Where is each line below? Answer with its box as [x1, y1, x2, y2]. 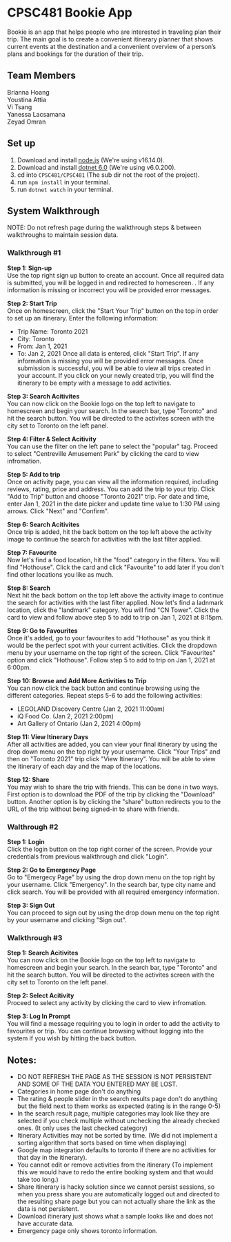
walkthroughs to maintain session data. [7, 231, 119, 239]
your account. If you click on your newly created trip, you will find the [17, 371, 214, 379]
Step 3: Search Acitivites [7, 392, 80, 400]
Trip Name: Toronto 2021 [17, 327, 88, 336]
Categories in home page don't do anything [17, 1087, 141, 1096]
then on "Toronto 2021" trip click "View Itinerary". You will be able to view [7, 754, 216, 763]
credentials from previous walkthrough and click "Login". [7, 852, 169, 861]
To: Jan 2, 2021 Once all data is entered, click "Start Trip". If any [17, 349, 199, 357]
